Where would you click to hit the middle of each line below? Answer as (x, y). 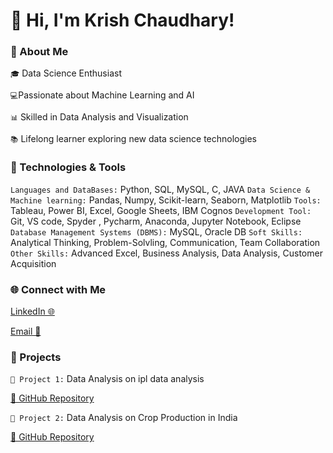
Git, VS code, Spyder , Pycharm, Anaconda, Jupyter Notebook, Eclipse (156, 221)
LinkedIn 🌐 (32, 311)
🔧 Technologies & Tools (68, 167)
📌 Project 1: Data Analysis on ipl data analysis (107, 379)
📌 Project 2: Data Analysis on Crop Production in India (124, 418)
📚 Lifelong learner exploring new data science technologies (134, 139)
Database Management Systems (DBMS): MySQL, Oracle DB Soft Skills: (156, 231)
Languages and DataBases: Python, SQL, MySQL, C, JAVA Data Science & (160, 189)
